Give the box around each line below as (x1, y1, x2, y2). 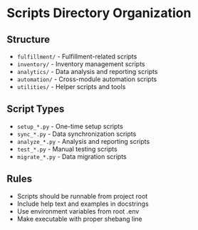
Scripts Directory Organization (6, 5, 192, 21)
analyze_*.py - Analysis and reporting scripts (16, 137, 150, 145)
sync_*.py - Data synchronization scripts (16, 130, 137, 138)
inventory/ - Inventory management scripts (16, 60, 145, 68)
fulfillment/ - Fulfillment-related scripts (16, 52, 137, 61)
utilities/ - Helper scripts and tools (16, 83, 126, 90)
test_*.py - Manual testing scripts (16, 145, 118, 153)
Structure (6, 33, 51, 46)
